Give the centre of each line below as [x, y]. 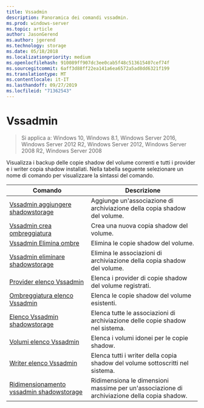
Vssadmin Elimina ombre [45, 243]
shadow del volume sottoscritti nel [140, 363]
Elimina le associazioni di [126, 253]
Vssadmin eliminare [37, 257]
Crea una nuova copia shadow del [139, 225]
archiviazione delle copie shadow [138, 321]
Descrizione [143, 190]
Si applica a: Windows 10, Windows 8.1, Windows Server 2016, [99, 138]
